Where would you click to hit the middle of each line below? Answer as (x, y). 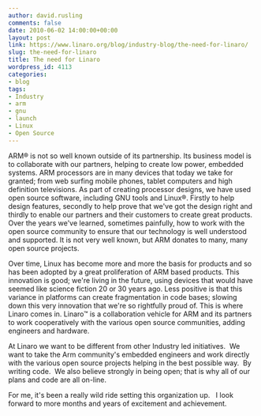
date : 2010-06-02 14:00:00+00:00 (63, 30)
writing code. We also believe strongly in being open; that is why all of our (129, 371)
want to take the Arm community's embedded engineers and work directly (129, 354)
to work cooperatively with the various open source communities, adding (127, 322)
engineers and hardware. (49, 331)
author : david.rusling (45, 15)
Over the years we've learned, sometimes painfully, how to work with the (127, 223)
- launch (22, 119)
